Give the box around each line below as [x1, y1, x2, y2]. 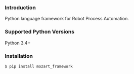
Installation [5, 52, 33, 59]
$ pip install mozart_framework [5, 64, 73, 69]
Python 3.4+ [5, 40, 31, 46]
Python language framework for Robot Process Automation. [5, 16, 129, 22]
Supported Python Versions [5, 28, 74, 35]
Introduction [5, 4, 36, 11]
